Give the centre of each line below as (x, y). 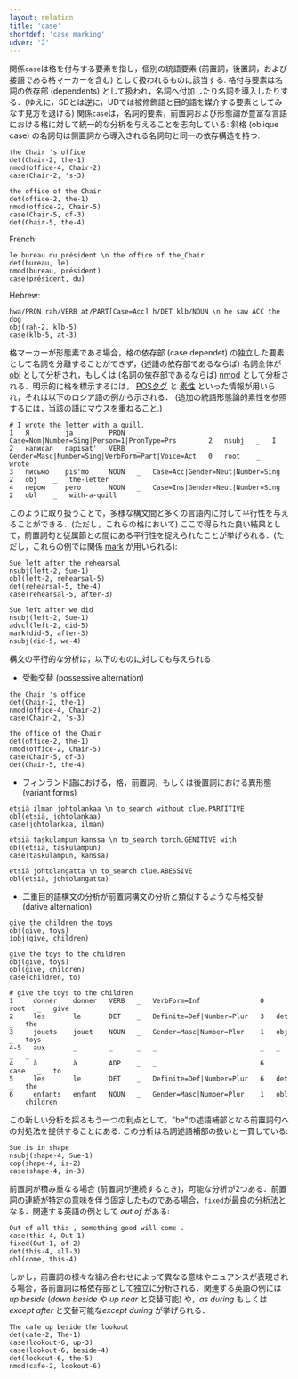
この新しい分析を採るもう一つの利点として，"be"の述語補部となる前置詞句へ (149, 1120)
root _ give (39, 1009)
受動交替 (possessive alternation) (83, 678)
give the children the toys (61, 923)
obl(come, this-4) (43, 1260)
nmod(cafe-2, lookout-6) (55, 1367)
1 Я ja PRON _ (75, 433)
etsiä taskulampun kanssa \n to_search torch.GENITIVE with (123, 840)
